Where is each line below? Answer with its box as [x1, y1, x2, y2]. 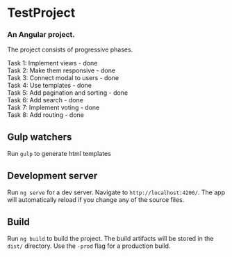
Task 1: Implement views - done [7, 59, 98, 68]
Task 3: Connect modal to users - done [7, 74, 119, 82]
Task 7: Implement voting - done [7, 103, 100, 112]
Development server [7, 169, 98, 182]
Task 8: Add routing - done [7, 111, 85, 119]
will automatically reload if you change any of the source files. [7, 196, 185, 204]
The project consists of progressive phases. [7, 45, 133, 54]
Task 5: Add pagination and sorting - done [7, 88, 129, 97]
